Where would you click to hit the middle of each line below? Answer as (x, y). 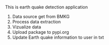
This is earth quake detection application (46, 7)
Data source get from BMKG (41, 16)
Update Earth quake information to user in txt (58, 37)
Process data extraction (36, 22)
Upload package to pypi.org (40, 32)
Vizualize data (27, 27)
